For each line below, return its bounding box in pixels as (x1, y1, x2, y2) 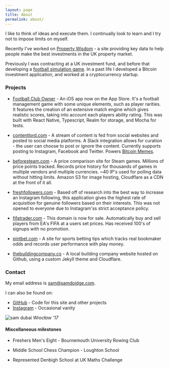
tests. (12, 122, 24, 129)
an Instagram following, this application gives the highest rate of (12, 195, 146, 201)
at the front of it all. (12, 179, 52, 186)
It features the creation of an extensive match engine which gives (12, 106, 149, 112)
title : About (5, 12, 33, 17)
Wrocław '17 (33, 315, 59, 321)
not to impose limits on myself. (5, 36, 69, 42)
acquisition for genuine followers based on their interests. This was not (12, 200, 160, 206)
